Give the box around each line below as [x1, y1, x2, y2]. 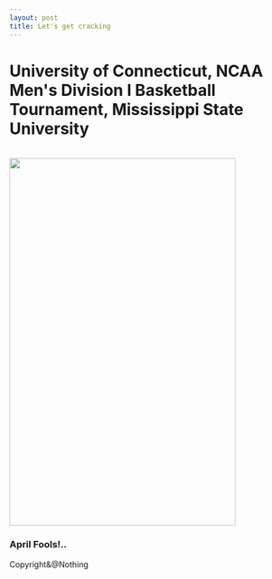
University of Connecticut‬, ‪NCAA [9, 61, 264, 81]
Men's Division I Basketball [9, 80, 216, 100]
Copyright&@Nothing [9, 558, 89, 570]
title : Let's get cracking [9, 22, 111, 31]
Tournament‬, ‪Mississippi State [9, 99, 244, 119]
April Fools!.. [9, 538, 68, 551]
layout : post [9, 13, 59, 23]
